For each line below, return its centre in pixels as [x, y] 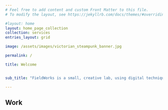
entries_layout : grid [28, 37]
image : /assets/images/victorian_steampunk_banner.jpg [63, 46]
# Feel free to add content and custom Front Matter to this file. [77, 10]
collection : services [28, 33]
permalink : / [19, 55]
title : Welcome [21, 64]
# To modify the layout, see [35, 14]
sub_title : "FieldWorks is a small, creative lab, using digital [74, 78]
